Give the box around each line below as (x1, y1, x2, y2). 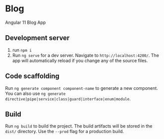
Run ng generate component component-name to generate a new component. (5, 85, 159, 91)
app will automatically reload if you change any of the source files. (12, 58, 148, 64)
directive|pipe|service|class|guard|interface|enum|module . (5, 95, 131, 102)
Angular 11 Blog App (5, 19, 46, 25)
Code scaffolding (5, 72, 59, 80)
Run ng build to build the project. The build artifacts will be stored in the (5, 123, 153, 129)
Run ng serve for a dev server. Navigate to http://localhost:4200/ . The (12, 52, 160, 58)
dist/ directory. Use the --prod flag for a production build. (5, 129, 124, 135)
